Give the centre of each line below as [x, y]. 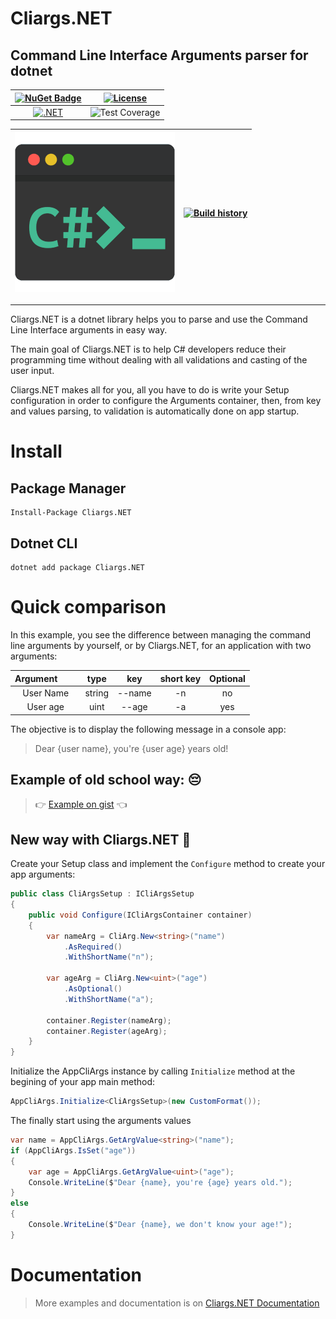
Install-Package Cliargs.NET [71, 513]
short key [180, 678]
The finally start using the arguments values [101, 1120]
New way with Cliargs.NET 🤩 [101, 839]
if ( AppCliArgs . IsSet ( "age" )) [73, 1150]
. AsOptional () [93, 989]
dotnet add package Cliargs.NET [77, 568]
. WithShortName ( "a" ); [109, 999]
